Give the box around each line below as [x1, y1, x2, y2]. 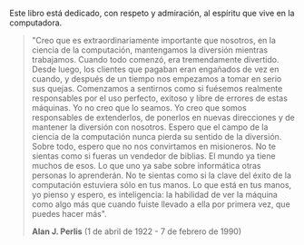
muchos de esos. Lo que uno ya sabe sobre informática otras [31, 161, 261, 171]
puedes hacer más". [31, 209, 107, 219]
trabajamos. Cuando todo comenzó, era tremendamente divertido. [31, 54, 279, 64]
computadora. [9, 17, 63, 28]
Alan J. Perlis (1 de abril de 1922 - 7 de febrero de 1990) [31, 226, 242, 237]
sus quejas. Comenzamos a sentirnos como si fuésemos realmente [31, 83, 283, 93]
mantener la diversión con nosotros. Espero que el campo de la [31, 122, 269, 132]
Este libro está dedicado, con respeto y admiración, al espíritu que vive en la [9, 8, 295, 18]
